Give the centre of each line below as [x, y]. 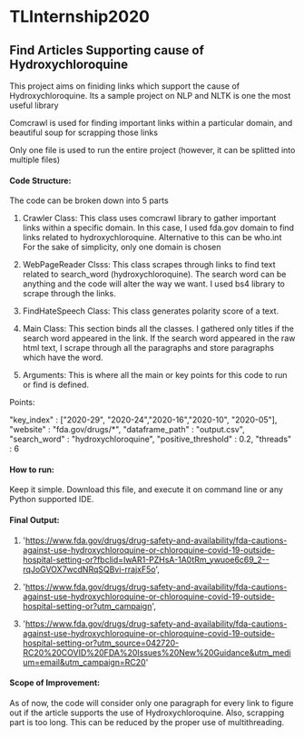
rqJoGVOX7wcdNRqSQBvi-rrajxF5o [89, 569]
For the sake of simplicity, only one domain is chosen [122, 247]
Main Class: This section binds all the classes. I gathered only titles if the [158, 329]
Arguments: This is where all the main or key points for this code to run [155, 375]
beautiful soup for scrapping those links [84, 132]
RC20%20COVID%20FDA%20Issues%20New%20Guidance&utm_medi [157, 652]
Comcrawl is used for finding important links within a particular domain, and [151, 123]
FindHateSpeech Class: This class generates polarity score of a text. [151, 311]
